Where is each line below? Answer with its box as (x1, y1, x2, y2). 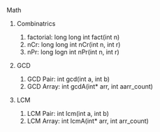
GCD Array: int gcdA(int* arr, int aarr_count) (27, 82, 153, 90)
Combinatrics (16, 20, 56, 27)
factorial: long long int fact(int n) (27, 33, 120, 41)
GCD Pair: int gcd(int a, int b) (27, 75, 110, 83)
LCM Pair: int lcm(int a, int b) (27, 110, 110, 117)
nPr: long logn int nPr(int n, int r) (27, 48, 119, 56)
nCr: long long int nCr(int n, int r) (27, 41, 121, 48)
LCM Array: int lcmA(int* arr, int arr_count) (27, 117, 150, 125)
